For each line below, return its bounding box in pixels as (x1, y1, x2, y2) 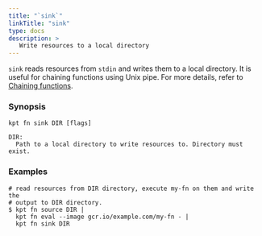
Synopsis (8, 101, 46, 113)
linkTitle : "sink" (8, 19, 70, 27)
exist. (8, 147, 31, 155)
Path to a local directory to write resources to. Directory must (15, 140, 243, 149)
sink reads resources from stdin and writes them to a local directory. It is (8, 64, 252, 73)
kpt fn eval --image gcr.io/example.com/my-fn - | (15, 213, 189, 221)
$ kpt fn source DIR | (8, 205, 85, 213)
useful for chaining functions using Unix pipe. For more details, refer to (8, 72, 243, 82)
